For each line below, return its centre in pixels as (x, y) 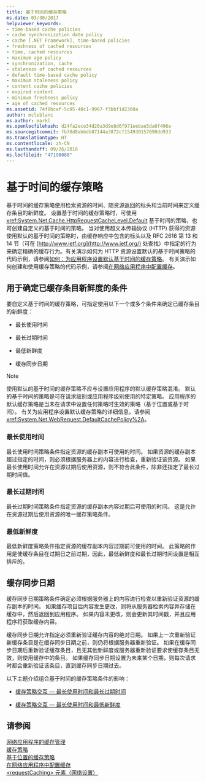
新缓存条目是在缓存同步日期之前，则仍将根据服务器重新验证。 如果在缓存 (98, 642)
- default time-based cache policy (52, 75)
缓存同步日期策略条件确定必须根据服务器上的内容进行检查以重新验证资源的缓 (103, 598)
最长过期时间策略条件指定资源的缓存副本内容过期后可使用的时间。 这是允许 (101, 506)
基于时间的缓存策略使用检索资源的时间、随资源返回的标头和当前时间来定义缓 (103, 205)
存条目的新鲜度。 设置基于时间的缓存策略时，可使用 (71, 213)
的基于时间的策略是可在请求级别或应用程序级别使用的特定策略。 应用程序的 (101, 396)
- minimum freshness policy (42, 98)
